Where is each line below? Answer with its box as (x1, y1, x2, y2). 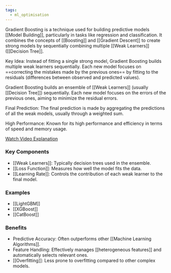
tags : (5, 7, 17, 13)
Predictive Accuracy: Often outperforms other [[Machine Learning (12, 236, 152, 242)
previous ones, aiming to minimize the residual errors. (5, 95, 118, 101)
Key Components (5, 148, 50, 155)
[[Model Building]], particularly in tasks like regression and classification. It (5, 32, 162, 38)
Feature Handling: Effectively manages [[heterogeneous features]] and (12, 246, 162, 253)
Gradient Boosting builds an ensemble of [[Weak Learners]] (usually (5, 84, 149, 90)
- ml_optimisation (10, 12, 50, 17)
